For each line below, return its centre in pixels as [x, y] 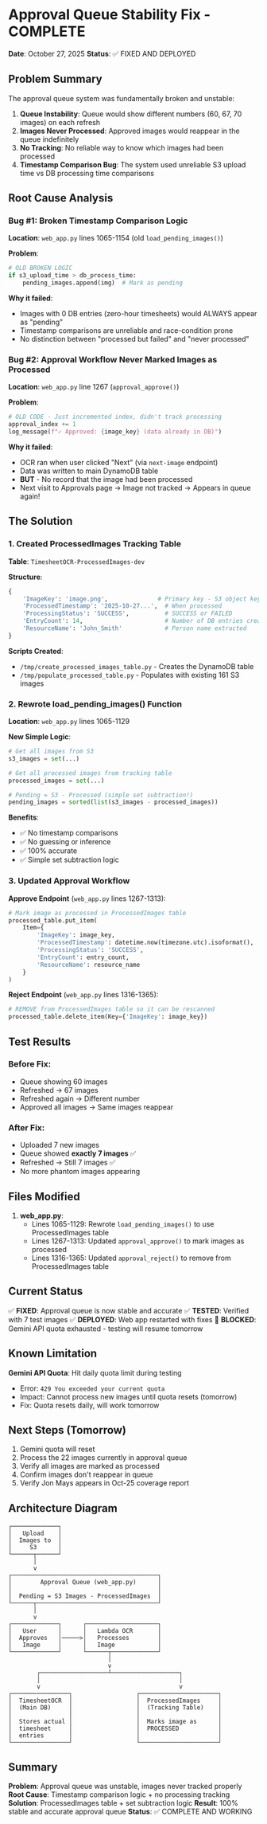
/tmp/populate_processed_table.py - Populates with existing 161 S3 [130, 675]
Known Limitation [53, 1354]
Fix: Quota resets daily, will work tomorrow [89, 1405]
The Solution [41, 521]
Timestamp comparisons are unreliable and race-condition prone [126, 331]
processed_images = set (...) [56, 781]
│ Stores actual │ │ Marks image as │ [115, 1722]
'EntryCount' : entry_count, [83, 957]
